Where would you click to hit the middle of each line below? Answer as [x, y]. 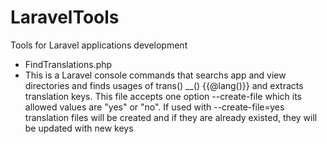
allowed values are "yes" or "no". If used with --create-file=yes [154, 107]
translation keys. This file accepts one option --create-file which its [163, 96]
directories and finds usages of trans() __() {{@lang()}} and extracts [164, 85]
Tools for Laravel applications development [99, 45]
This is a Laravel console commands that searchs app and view [155, 75]
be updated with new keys [79, 128]
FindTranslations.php [68, 64]
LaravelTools [65, 17]
